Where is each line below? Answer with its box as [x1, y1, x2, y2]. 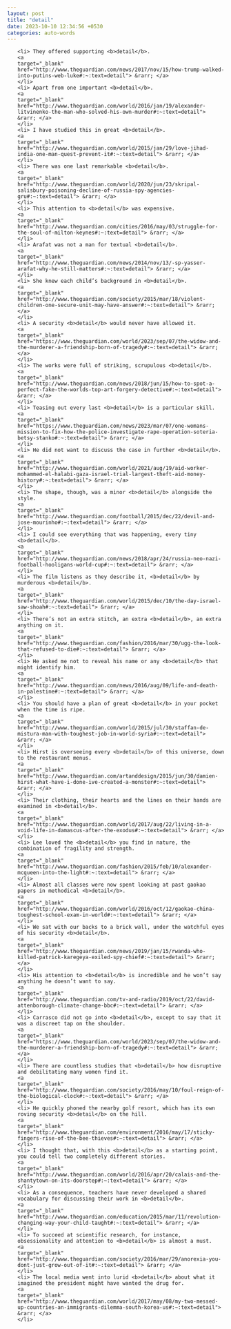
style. [17, 495, 37, 502]
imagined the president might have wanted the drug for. [17, 1280, 185, 1287]
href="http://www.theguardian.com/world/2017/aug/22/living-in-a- [17, 821, 212, 828]
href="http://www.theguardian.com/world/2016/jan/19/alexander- [17, 103, 206, 110]
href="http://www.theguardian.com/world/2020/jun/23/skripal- [17, 181, 200, 188]
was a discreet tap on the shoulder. [17, 1021, 126, 1027]
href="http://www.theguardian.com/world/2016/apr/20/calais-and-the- [17, 1171, 222, 1179]
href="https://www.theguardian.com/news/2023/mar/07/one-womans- [17, 422, 209, 430]
